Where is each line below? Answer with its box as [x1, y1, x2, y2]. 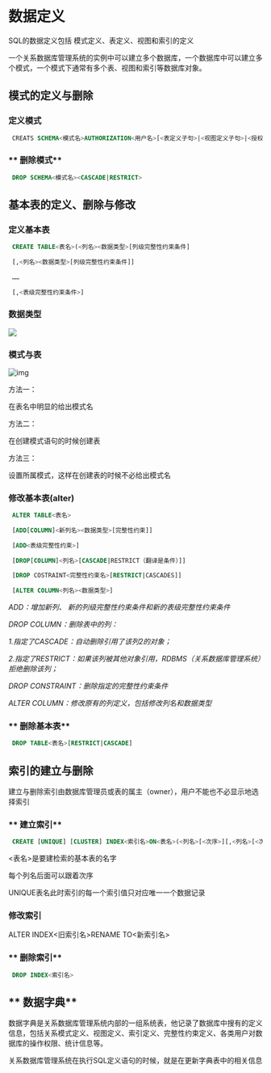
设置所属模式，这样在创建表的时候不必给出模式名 [8, 471, 171, 480]
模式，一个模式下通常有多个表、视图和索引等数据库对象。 [15, 62, 206, 73]
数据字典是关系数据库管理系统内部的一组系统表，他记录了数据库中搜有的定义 [8, 1018, 263, 1028]
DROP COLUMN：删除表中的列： [8, 619, 119, 629]
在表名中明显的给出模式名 [8, 402, 94, 412]
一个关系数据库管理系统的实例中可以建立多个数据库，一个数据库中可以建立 [8, 53, 256, 62]
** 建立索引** [8, 818, 62, 830]
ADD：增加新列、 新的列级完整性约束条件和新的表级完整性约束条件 [8, 602, 231, 611]
